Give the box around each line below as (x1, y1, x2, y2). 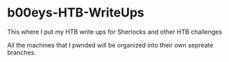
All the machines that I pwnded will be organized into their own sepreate (7, 41, 214, 49)
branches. (7, 48, 36, 56)
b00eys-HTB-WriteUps (7, 5, 144, 21)
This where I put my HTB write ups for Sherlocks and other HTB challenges (7, 28, 222, 36)
